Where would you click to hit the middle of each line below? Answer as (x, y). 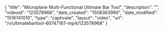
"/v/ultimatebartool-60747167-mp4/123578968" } (56, 23)
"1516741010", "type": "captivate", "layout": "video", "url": (64, 18)
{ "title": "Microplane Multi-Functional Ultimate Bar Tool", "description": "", (82, 7)
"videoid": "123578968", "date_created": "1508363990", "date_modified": (81, 12)
